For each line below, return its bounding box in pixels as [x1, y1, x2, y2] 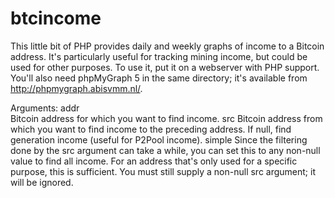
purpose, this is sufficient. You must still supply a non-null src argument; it [10, 165, 316, 177]
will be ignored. [10, 176, 74, 188]
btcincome [10, 7, 102, 30]
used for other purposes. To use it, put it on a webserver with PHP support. [10, 61, 320, 73]
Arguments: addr [10, 102, 80, 114]
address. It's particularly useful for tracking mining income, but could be [10, 50, 308, 62]
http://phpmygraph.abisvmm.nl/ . [10, 82, 143, 94]
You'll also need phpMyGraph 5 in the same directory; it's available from [10, 72, 308, 84]
